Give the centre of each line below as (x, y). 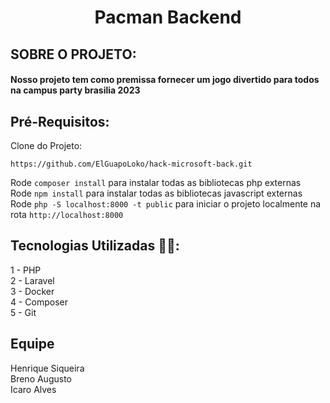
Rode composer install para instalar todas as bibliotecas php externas (156, 182)
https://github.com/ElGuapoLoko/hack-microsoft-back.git (131, 164)
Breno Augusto (41, 378)
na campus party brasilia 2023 (75, 90)
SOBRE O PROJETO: (73, 54)
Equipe (32, 344)
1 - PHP (26, 270)
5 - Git (23, 312)
